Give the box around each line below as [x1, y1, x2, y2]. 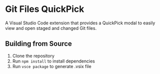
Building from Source [5, 40, 72, 48]
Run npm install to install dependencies [12, 58, 95, 64]
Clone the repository [12, 53, 55, 59]
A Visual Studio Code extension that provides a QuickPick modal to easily [5, 20, 156, 26]
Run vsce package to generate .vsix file [12, 63, 92, 69]
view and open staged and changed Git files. [5, 25, 97, 31]
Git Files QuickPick [5, 3, 84, 15]
